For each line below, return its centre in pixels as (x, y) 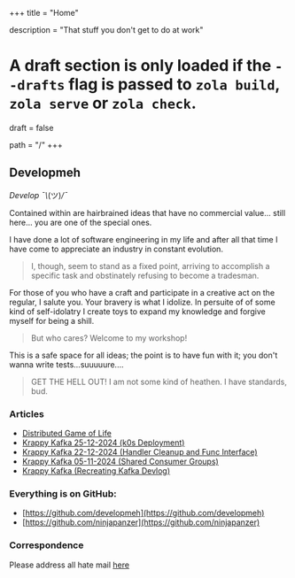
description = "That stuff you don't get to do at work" (106, 30)
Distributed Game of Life (67, 434)
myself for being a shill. (52, 320)
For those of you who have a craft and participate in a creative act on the (142, 292)
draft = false (31, 127)
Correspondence (47, 545)
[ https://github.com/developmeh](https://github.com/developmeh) (143, 513)
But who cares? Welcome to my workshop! (109, 338)
